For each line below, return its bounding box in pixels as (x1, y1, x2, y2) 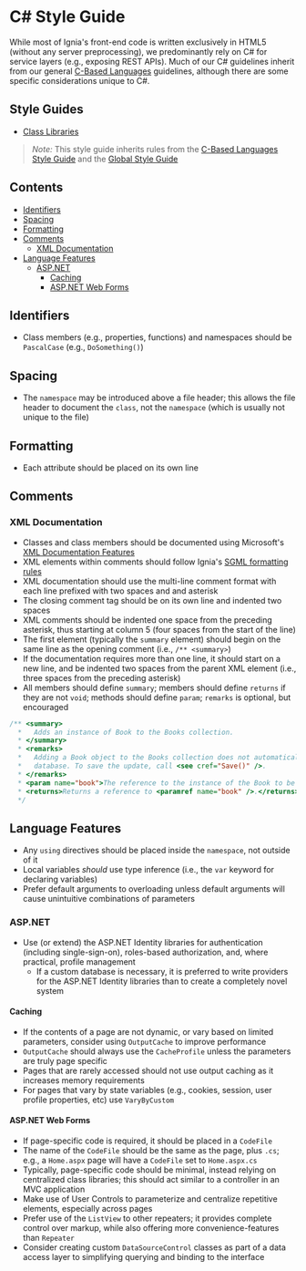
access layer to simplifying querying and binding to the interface (22, 1251, 265, 1262)
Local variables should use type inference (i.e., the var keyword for (22, 864, 275, 875)
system (36, 985, 65, 996)
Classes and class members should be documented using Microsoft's (22, 536, 285, 548)
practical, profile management (22, 956, 137, 967)
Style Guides (9, 102, 84, 118)
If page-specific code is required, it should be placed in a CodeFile (22, 1135, 273, 1146)
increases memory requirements (22, 1074, 146, 1086)
